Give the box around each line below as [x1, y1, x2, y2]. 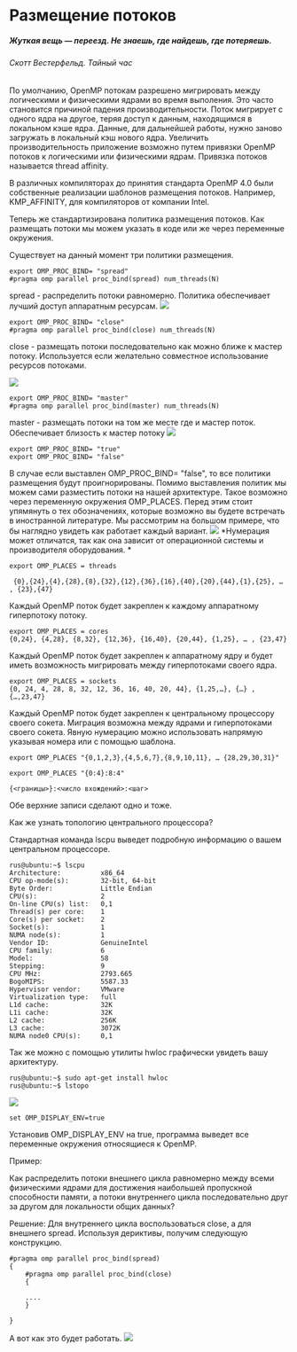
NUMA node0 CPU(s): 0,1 [9, 1031, 113, 1040]
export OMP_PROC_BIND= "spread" [9, 267, 129, 276]
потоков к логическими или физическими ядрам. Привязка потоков [9, 151, 268, 161]
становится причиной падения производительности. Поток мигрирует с [9, 104, 284, 114]
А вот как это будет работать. [9, 1332, 122, 1343]
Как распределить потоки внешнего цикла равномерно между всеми [9, 1172, 275, 1184]
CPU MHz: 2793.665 [9, 969, 133, 978]
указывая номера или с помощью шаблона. [9, 736, 176, 746]
